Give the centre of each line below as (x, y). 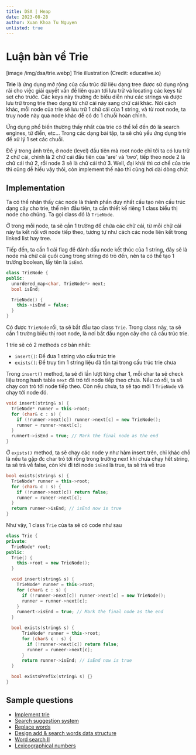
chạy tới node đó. (27, 392)
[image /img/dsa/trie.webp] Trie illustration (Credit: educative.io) (84, 73)
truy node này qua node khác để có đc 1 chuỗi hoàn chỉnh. (77, 115)
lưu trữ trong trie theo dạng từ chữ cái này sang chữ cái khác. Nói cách (91, 103)
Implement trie (32, 714)
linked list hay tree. (29, 238)
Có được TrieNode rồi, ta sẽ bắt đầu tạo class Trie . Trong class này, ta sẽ (94, 327)
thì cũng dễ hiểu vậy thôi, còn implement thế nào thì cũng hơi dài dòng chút (97, 169)
